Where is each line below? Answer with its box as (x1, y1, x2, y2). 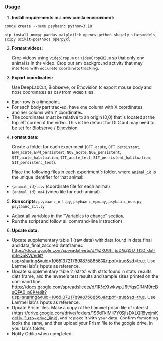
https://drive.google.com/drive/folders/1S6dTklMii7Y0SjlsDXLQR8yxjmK (13, 310, 158, 316)
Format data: (11, 135, 39, 140)
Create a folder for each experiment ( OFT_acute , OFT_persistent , (11, 144, 141, 150)
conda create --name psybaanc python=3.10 (4, 24, 92, 29)
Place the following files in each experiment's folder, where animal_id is (11, 169, 156, 175)
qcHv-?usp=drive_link (11, 315, 56, 321)
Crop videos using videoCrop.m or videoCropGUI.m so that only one (11, 55, 144, 61)
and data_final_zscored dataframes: (11, 242, 84, 248)
